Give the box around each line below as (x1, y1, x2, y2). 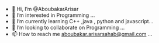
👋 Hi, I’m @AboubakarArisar (11, 6, 79, 12)
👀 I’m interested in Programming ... (11, 12, 95, 19)
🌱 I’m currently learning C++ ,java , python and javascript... (11, 18, 154, 24)
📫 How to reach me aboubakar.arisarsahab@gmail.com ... (11, 31, 153, 37)
